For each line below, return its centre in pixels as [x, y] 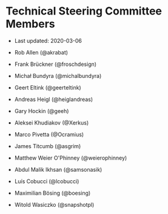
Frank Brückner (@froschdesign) [55, 64]
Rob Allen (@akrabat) [41, 52]
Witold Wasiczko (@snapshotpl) [54, 204]
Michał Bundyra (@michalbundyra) [58, 76]
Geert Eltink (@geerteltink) [48, 87]
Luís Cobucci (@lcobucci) [47, 181]
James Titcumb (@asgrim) [48, 146]
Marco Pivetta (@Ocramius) [49, 134]
